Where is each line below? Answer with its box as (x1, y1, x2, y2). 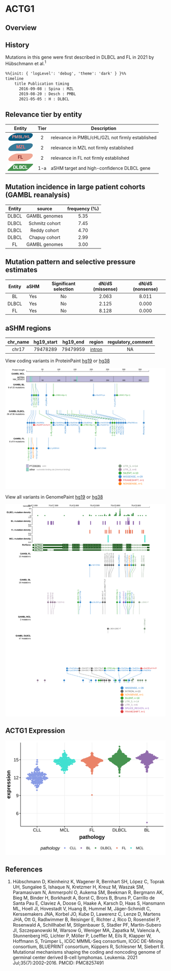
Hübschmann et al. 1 (5, 60, 47, 67)
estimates (5, 266, 38, 275)
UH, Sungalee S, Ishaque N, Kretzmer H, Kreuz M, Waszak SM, (12, 884, 145, 890)
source (37, 206, 52, 212)
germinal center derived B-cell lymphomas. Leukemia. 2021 (12, 955, 137, 961)
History (5, 40, 30, 49)
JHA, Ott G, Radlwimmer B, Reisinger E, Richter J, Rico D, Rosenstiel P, (12, 916, 160, 923)
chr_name (7, 339, 30, 345)
